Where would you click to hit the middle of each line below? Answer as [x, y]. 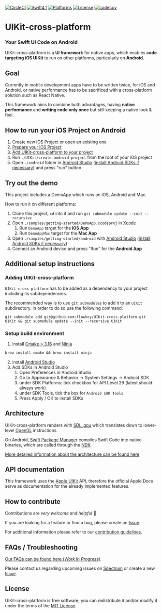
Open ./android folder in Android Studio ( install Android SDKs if [75, 163]
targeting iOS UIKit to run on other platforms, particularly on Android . [74, 58]
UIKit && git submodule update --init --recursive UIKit [64, 321]
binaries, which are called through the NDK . [48, 445]
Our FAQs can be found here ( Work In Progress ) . [53, 559]
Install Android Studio [33, 362]
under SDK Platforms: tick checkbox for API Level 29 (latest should [86, 382]
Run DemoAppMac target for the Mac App [58, 233]
